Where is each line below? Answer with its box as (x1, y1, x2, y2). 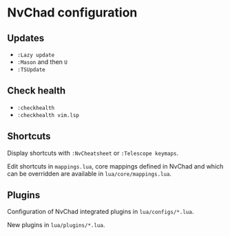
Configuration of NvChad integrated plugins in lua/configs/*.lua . (7, 208, 194, 216)
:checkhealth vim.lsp (17, 111, 79, 118)
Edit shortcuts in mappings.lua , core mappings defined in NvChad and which (7, 162, 224, 170)
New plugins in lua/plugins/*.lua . (7, 221, 105, 229)
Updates (7, 32, 45, 44)
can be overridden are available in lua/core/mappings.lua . (7, 169, 172, 178)
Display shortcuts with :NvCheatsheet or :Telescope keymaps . (7, 149, 179, 157)
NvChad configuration (7, 5, 138, 21)
